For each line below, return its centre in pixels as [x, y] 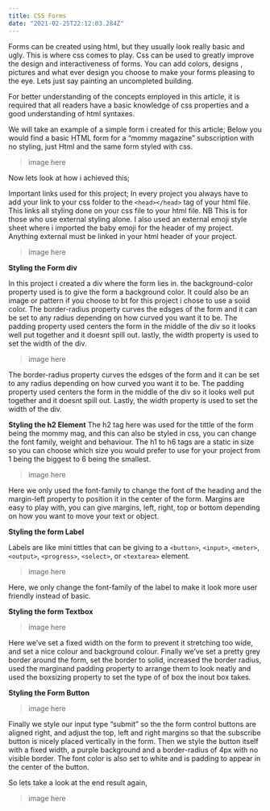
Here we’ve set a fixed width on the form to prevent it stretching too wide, [131, 642]
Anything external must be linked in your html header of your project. [123, 236]
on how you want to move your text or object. [84, 516]
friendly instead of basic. [50, 595]
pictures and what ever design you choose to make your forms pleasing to [132, 72]
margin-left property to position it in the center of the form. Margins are [127, 498]
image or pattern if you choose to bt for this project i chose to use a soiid [129, 300]
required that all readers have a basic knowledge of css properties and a [129, 105]
